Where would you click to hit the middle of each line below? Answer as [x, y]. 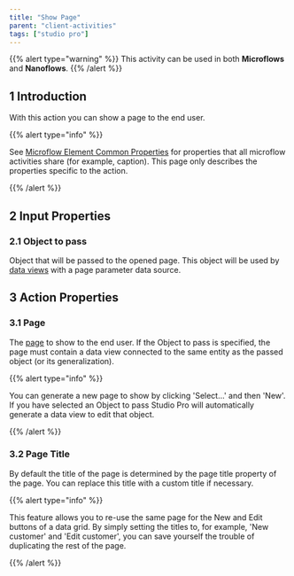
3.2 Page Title [40, 455]
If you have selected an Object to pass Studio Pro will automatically [132, 405]
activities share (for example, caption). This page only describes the [133, 161]
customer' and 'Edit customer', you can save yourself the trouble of [132, 536]
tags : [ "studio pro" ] [49, 34]
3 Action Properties [64, 298]
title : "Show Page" [45, 17]
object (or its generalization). [62, 361]
